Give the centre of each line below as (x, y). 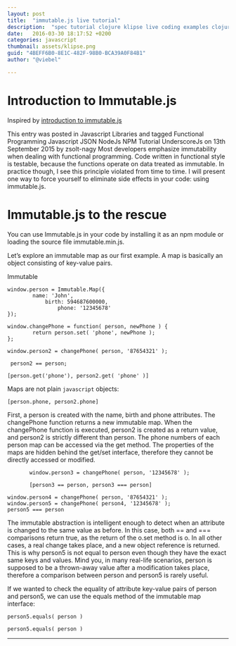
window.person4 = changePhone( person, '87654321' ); (88, 497)
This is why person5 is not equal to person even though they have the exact (117, 552)
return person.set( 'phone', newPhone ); (94, 333)
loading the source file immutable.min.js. (66, 242)
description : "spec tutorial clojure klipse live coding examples (108, 27)
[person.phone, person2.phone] (53, 402)
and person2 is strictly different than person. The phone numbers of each (114, 437)
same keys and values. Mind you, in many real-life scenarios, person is (110, 560)
